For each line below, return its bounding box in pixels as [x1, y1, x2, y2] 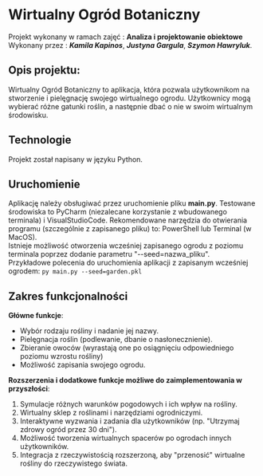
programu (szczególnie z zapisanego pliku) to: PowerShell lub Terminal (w [8, 224, 253, 234]
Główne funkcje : [8, 311, 64, 321]
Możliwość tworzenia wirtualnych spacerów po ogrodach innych [19, 433, 232, 443]
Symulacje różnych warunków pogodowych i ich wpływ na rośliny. [19, 399, 237, 409]
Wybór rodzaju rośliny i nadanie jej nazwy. [19, 326, 159, 336]
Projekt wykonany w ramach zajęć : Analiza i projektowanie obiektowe [8, 32, 243, 41]
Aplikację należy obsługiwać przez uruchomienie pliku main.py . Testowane [8, 199, 256, 208]
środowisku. [8, 110, 49, 120]
